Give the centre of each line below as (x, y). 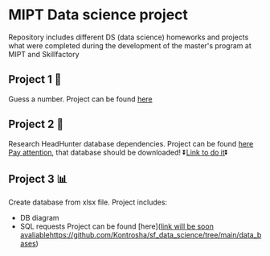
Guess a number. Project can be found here (80, 99)
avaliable (35, 235)
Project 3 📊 (38, 179)
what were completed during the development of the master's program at (130, 45)
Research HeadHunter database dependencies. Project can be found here (131, 143)
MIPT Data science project (98, 15)
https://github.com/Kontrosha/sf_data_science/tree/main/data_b (155, 235)
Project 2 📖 (36, 124)
